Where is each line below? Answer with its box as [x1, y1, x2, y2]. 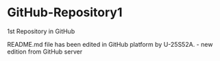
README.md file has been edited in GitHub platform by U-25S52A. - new [7, 40, 213, 48]
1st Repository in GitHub [7, 27, 75, 35]
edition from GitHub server [7, 47, 83, 56]
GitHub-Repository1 [7, 5, 123, 20]
